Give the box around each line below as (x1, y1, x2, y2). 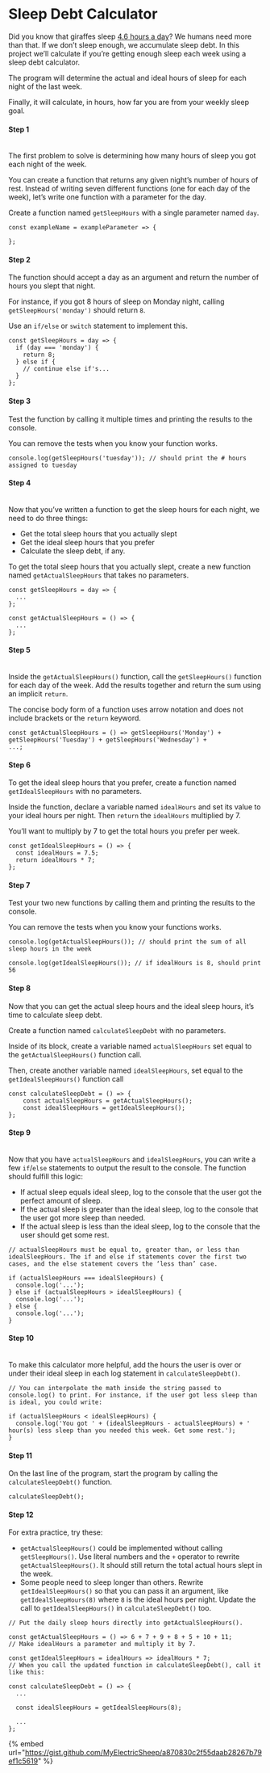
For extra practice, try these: (8, 1527, 103, 1537)
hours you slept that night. (8, 281, 96, 291)
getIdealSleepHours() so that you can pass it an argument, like (19, 1586, 229, 1596)
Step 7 (8, 880, 31, 889)
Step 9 (8, 1128, 31, 1137)
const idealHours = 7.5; (15, 849, 99, 857)
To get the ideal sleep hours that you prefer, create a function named (8, 778, 237, 788)
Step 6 (8, 760, 31, 770)
